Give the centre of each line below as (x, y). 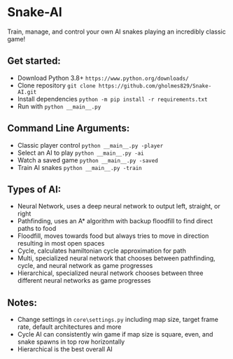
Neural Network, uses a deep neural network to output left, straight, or (119, 206)
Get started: (34, 61)
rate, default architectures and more (69, 327)
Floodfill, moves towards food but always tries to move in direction (113, 236)
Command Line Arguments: (69, 128)
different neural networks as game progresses (84, 281)
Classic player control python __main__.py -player (90, 145)
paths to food (37, 229)
